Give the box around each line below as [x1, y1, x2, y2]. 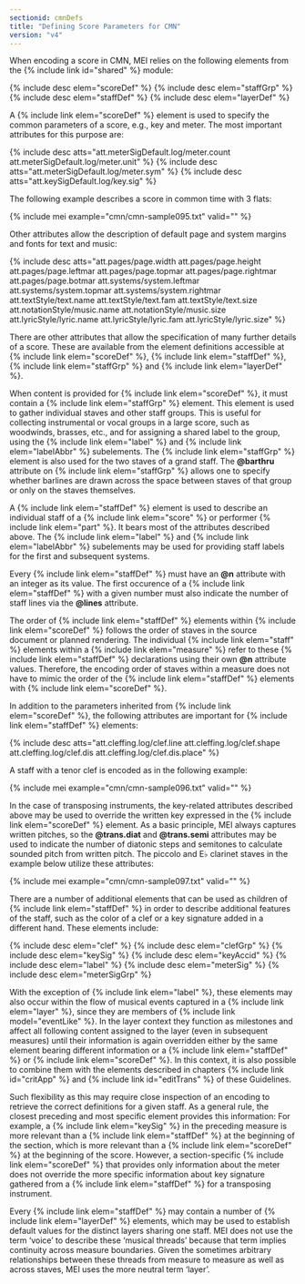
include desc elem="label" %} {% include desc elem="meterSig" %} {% [9, 960, 280, 971]
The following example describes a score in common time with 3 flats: [9, 193, 272, 205]
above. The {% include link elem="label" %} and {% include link [9, 532, 249, 543]
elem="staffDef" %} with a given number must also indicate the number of [9, 588, 290, 599]
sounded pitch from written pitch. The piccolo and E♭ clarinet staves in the [9, 849, 289, 860]
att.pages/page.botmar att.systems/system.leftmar [9, 275, 200, 287]
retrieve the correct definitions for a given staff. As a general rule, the [9, 1101, 269, 1112]
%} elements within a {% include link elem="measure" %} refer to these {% [9, 644, 293, 656]
